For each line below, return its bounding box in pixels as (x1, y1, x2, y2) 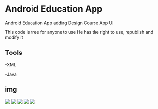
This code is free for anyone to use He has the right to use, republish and (5, 29, 154, 35)
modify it (5, 34, 23, 40)
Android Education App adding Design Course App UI (5, 20, 114, 26)
